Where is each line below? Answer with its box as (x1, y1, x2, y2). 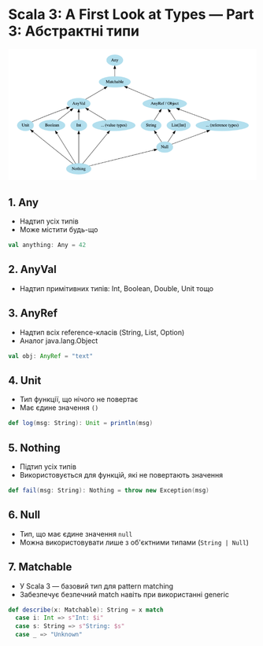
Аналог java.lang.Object (19, 336, 98, 345)
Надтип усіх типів (19, 216, 79, 226)
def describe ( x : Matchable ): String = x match (8, 606, 164, 614)
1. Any (8, 195, 39, 209)
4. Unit (8, 374, 42, 387)
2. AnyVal (8, 263, 57, 276)
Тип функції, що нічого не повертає (19, 395, 139, 404)
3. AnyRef (8, 307, 57, 320)
